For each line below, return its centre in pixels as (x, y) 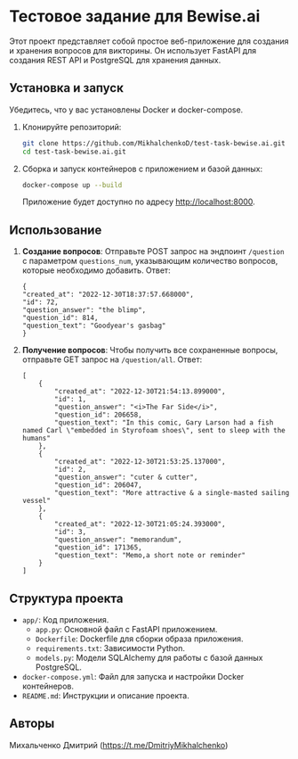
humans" (36, 439)
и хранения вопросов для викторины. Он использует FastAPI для (133, 50)
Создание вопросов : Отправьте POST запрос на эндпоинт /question (153, 252)
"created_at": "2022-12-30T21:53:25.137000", (140, 462)
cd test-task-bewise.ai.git (74, 152)
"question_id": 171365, (98, 548)
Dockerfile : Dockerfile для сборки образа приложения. (139, 639)
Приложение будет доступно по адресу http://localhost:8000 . (138, 202)
